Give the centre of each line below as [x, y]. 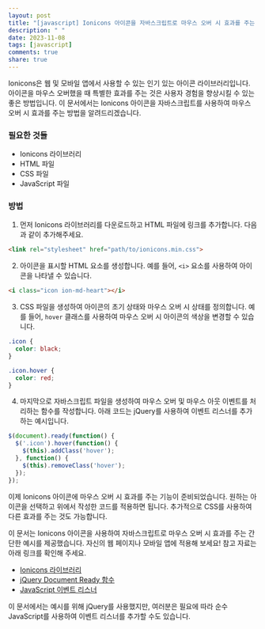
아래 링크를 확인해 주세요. [47, 553]
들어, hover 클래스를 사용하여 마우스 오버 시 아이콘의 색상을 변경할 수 [134, 316]
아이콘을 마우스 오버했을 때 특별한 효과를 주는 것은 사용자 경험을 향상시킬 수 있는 [132, 93]
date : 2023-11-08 [37, 38]
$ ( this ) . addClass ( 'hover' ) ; [68, 451]
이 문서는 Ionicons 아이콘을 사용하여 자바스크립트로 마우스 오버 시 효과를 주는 [127, 533]
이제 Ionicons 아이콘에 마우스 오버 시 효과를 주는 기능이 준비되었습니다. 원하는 [129, 496]
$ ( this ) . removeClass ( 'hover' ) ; [74, 465]
